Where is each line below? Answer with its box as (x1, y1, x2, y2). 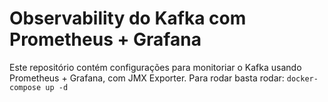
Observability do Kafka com (9, 7, 247, 30)
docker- (286, 73, 319, 84)
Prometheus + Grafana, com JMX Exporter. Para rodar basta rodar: (9, 72, 285, 84)
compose (9, 82, 42, 92)
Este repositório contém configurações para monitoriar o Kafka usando (9, 61, 302, 73)
